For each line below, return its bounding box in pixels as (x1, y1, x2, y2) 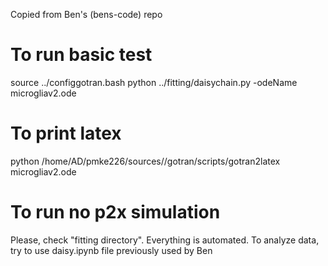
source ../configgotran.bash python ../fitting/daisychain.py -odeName (10, 76, 298, 88)
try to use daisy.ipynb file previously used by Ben (10, 244, 213, 256)
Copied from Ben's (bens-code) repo (10, 9, 163, 20)
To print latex (10, 122, 122, 145)
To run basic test (10, 44, 153, 66)
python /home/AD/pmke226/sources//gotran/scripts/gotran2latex (10, 155, 281, 167)
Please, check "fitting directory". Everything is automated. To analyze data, (10, 234, 320, 246)
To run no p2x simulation (10, 201, 221, 224)
